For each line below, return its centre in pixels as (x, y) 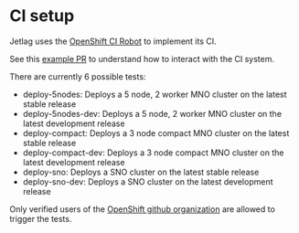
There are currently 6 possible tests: (78, 76)
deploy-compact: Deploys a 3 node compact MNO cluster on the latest (156, 132)
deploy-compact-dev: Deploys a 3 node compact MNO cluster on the (153, 153)
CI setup (42, 16)
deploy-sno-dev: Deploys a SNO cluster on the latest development (148, 181)
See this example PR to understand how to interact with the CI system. (142, 58)
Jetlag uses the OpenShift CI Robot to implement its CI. (113, 41)
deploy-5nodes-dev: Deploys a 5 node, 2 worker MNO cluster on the (152, 113)
